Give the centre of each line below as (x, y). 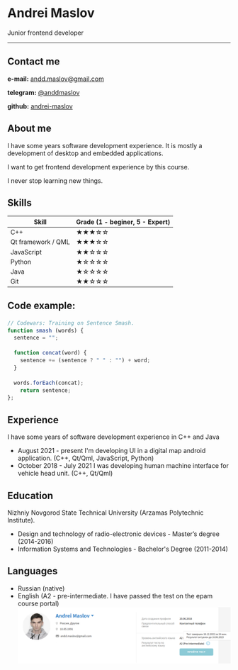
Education (30, 495)
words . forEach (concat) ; (49, 383)
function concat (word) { (50, 353)
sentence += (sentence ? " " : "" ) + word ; (85, 361)
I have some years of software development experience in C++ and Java (113, 437)
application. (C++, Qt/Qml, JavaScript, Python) (86, 458)
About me (29, 129)
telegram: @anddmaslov (44, 92)
